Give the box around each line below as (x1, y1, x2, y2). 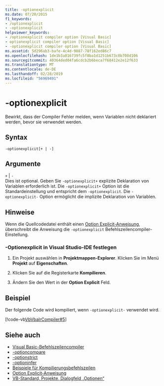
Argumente (5, 159, 41, 168)
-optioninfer (12, 360, 37, 366)
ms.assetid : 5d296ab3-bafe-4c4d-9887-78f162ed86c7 (5, 48, 112, 53)
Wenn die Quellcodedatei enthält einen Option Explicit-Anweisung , (5, 221, 140, 227)
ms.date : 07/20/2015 (5, 12, 48, 17)
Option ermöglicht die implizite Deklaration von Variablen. (39, 193, 157, 200)
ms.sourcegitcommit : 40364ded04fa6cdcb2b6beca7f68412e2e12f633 (5, 58, 138, 63)
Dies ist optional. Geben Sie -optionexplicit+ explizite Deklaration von (5, 178, 149, 184)
